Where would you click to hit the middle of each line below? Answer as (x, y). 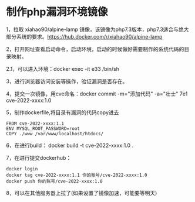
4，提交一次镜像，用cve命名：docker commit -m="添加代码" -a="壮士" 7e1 (97, 94)
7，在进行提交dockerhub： (39, 158)
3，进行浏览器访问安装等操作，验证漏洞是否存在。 (67, 81)
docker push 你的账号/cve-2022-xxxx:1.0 (54, 181)
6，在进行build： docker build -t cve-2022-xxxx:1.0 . (70, 145)
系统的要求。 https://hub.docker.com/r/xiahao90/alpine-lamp (89, 36)
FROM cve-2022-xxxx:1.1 (35, 124)
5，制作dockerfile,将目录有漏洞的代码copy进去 (63, 112)
